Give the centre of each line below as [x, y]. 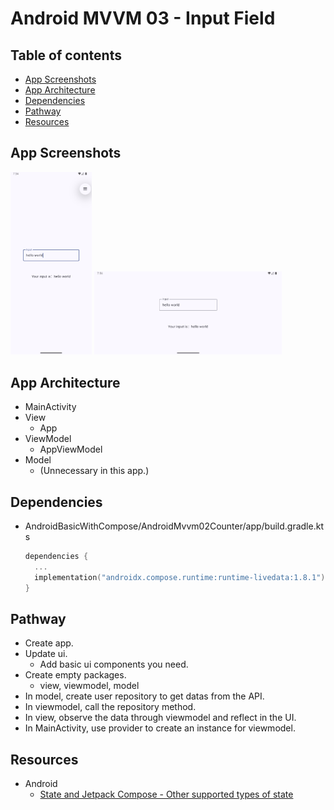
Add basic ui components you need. [114, 664]
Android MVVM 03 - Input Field [143, 18]
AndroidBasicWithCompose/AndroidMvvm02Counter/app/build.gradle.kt [174, 526]
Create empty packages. [75, 675]
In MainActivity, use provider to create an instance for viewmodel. [160, 728]
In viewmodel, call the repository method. [110, 707]
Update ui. [46, 654]
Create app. [49, 643]
